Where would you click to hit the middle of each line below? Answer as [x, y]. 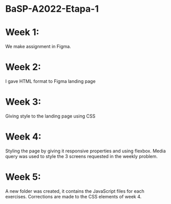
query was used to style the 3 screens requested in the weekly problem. [81, 156]
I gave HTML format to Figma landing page [50, 81]
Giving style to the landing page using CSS [50, 116]
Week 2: [23, 67]
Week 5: [23, 177]
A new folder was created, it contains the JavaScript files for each [75, 191]
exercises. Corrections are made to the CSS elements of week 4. [73, 196]
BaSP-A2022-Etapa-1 [52, 9]
